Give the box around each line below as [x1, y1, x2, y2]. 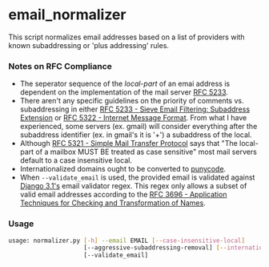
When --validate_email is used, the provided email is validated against [19, 172, 255, 182]
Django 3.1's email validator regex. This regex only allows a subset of [19, 181, 247, 191]
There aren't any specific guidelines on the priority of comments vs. [19, 96, 244, 106]
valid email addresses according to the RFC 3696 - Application [19, 190, 227, 200]
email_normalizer [8, 6, 126, 24]
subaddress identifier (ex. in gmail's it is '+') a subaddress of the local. [19, 130, 252, 140]
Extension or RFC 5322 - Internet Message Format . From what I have [19, 113, 247, 123]
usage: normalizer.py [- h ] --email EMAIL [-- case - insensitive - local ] [8, 237, 246, 245]
